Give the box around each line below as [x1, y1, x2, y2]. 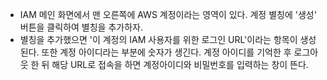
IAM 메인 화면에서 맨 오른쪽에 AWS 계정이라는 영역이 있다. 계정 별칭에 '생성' [19, 9, 317, 20]
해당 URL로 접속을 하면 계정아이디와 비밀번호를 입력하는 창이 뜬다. [51, 59, 309, 70]
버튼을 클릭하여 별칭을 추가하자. [19, 21, 143, 33]
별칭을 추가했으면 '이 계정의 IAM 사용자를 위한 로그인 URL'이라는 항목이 [19, 34, 298, 45]
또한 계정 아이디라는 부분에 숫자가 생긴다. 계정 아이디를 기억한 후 [41, 46, 292, 58]
